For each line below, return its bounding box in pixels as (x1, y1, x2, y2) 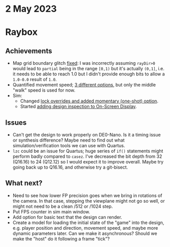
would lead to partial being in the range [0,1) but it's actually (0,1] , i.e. (12, 66, 165, 72)
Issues (5, 118, 27, 127)
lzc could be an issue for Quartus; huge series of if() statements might (12, 148, 163, 154)
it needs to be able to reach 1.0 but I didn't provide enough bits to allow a (12, 71, 165, 77)
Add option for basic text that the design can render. (12, 214, 122, 220)
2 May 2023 (5, 3, 57, 15)
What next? (5, 179, 43, 187)
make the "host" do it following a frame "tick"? (12, 235, 110, 242)
